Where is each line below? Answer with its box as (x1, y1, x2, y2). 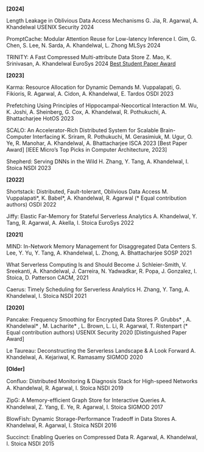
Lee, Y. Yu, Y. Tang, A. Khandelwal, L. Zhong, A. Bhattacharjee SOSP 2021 (6, 249, 192, 256)
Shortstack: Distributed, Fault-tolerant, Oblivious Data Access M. (6, 188, 169, 195)
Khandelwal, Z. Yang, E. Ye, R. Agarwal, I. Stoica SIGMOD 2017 (6, 403, 163, 411)
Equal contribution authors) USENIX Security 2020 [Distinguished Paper (6, 329, 187, 336)
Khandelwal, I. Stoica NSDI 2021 (6, 292, 87, 299)
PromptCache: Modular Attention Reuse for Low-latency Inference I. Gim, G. (6, 35, 197, 42)
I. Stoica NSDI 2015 (6, 440, 55, 447)
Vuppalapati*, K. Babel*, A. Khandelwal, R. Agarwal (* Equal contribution (6, 194, 187, 202)
